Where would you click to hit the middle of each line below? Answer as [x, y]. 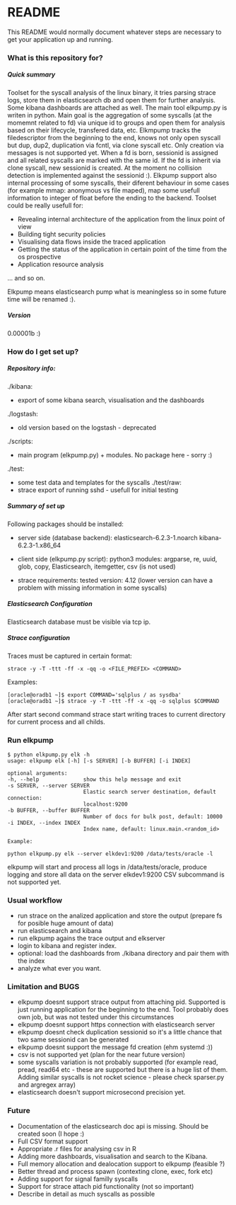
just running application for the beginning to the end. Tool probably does [123, 1010]
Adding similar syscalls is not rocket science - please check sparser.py [121, 1078]
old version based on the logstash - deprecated [87, 427]
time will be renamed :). [42, 299]
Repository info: [31, 368]
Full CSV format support [53, 1141]
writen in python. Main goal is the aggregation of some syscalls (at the [110, 115]
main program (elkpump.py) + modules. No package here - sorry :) [115, 455]
